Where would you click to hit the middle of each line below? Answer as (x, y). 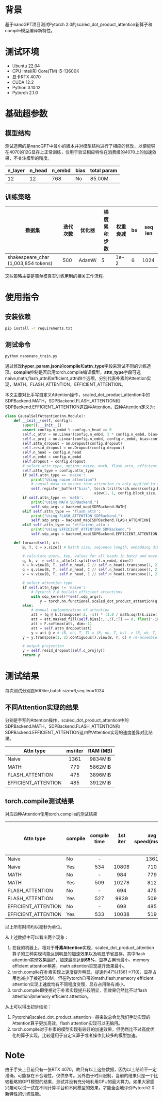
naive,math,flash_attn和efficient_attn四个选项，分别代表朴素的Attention (76, 379)
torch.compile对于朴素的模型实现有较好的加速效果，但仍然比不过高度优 (83, 1029)
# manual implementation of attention (70, 610)
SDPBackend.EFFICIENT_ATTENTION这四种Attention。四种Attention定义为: (80, 407)
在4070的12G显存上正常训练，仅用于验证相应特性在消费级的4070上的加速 (79, 152)
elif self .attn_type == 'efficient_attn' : (66, 525)
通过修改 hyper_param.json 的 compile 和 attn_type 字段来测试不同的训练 (76, 366)
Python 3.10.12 (26, 87)
